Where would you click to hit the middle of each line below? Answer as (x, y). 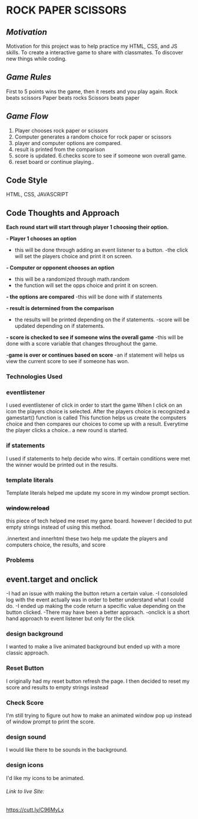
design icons (25, 765)
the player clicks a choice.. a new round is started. (67, 430)
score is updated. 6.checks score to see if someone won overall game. (100, 155)
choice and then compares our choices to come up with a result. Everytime (97, 424)
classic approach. (28, 653)
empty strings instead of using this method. (59, 527)
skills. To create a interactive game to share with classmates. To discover (95, 52)
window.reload (28, 508)
